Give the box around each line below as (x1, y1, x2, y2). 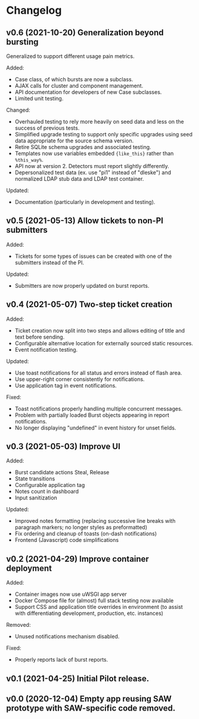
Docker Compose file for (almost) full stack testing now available (14, 597, 174, 604)
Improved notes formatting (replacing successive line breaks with (14, 517, 176, 525)
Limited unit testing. (14, 95, 64, 102)
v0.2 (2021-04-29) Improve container (6, 554, 149, 564)
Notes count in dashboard (14, 488, 79, 495)
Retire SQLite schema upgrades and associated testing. (14, 144, 151, 150)
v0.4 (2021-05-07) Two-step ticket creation (6, 300, 173, 310)
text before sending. (14, 333, 65, 340)
